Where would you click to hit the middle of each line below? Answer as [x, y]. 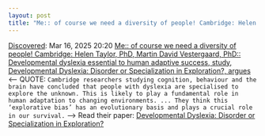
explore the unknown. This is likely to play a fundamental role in [123, 93]
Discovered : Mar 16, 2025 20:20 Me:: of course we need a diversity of [122, 45]
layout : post [30, 15]
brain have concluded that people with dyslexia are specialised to [123, 87]
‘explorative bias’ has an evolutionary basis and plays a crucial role [131, 108]
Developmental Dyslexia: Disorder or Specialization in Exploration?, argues [130, 70]
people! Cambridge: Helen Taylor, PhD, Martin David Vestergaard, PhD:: [125, 54]
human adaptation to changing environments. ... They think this [118, 100]
